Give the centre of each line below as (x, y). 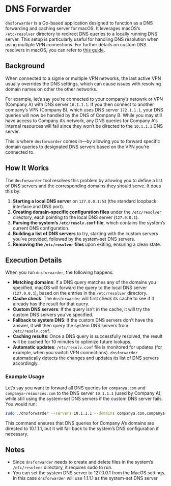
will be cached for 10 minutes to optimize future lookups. (72, 342)
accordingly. (26, 363)
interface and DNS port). (38, 206)
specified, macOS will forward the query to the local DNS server (80, 288)
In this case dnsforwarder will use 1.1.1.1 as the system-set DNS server (85, 478)
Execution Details (34, 260)
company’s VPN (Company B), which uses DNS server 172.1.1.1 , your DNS (84, 109)
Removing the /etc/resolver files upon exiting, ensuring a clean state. (87, 244)
